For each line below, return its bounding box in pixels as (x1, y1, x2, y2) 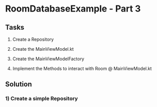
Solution (5, 80, 32, 88)
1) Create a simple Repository (5, 95, 78, 102)
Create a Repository (12, 36, 54, 42)
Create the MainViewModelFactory (12, 56, 84, 62)
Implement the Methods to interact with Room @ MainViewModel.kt (12, 66, 152, 71)
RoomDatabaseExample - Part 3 (5, 3, 141, 15)
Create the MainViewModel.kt (12, 46, 74, 52)
